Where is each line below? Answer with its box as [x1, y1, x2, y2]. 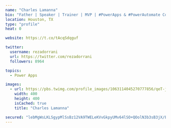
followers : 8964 [10, 59, 44, 64]
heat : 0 [5, 26, 22, 31]
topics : [5, 68, 22, 73]
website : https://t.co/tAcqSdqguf [5, 36, 79, 41]
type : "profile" [5, 21, 40, 27]
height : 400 [14, 96, 40, 101]
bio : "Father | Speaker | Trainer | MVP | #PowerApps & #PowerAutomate [5, 12, 160, 17]
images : [5, 82, 22, 87]
